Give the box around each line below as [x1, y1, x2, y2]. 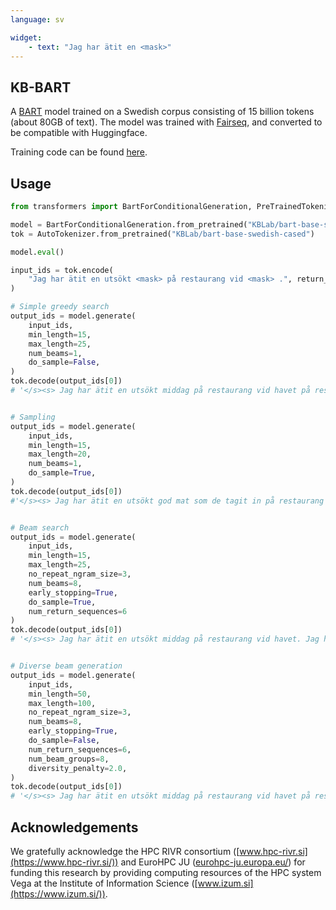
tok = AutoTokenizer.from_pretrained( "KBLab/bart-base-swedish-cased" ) [10, 229, 315, 239]
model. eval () [10, 247, 65, 257]
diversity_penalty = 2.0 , [28, 763, 128, 773]
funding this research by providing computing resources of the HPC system [10, 866, 322, 878]
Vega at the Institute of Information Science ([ [10, 877, 198, 889]
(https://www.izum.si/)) [10, 887, 106, 900]
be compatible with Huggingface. [10, 127, 148, 139]
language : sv [10, 14, 65, 25]
